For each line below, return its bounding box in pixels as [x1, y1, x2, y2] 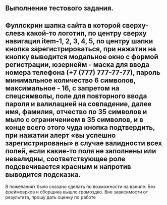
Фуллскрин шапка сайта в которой [5, 21, 121, 30]
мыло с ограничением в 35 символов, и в [5, 115, 144, 124]
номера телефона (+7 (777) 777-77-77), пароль [5, 68, 160, 77]
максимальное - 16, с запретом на [5, 84, 120, 92]
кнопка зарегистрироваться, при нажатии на [5, 45, 156, 53]
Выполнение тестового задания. [5, 4, 114, 13]
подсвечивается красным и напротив [5, 162, 131, 171]
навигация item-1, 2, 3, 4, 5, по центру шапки [5, 37, 153, 45]
